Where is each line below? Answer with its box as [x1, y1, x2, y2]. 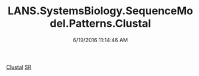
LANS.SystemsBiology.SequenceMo [7, 4, 193, 18]
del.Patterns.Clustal [50, 17, 151, 30]
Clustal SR [6, 64, 32, 71]
